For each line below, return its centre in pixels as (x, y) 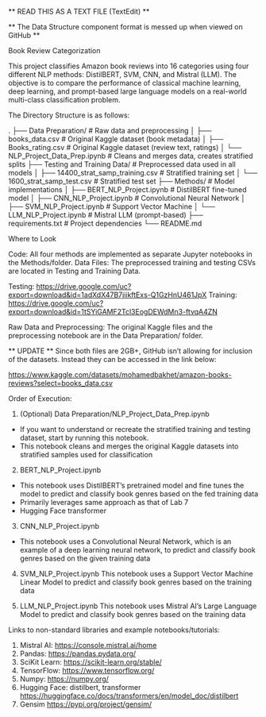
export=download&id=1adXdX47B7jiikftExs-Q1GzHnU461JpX (108, 295)
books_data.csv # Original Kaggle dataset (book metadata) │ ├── (116, 139)
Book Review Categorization (54, 50)
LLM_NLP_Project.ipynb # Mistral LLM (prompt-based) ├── (106, 215)
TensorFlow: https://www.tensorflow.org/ (87, 671)
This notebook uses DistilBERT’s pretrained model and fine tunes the (132, 485)
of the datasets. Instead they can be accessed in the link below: (112, 359)
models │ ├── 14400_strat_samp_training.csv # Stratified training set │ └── (133, 173)
